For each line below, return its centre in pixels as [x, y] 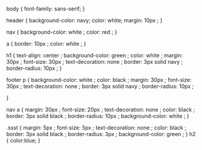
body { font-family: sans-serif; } [46, 9]
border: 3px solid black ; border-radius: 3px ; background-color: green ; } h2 [101, 134]
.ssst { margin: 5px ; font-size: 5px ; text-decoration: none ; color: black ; [96, 128]
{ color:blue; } [23, 140]
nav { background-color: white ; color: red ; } [62, 32]
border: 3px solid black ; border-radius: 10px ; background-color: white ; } [98, 116]
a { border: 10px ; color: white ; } [46, 44]
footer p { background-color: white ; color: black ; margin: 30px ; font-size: [99, 80]
